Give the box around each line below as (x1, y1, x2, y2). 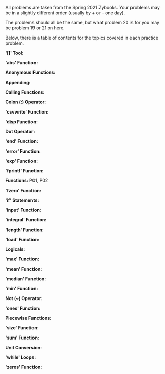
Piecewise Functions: (5, 315, 52, 321)
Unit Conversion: (5, 345, 42, 350)
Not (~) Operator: (5, 295, 43, 301)
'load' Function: (5, 237, 40, 242)
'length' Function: (5, 227, 44, 233)
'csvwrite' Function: (5, 109, 49, 115)
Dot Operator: (5, 129, 35, 134)
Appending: (5, 80, 31, 85)
